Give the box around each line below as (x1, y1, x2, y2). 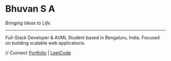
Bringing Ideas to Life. (5, 20, 52, 26)
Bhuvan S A (5, 3, 55, 15)
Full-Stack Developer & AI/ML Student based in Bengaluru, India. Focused (5, 34, 160, 41)
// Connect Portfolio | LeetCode (5, 49, 71, 56)
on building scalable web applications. (5, 40, 85, 46)
